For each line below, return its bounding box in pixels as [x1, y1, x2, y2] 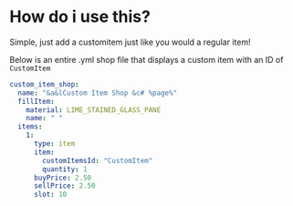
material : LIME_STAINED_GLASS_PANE [26, 105, 162, 115]
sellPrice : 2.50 [33, 181, 96, 191]
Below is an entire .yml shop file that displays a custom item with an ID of [9, 54, 284, 65]
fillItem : [17, 97, 55, 106]
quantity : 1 [42, 164, 89, 174]
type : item [33, 139, 76, 149]
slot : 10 [33, 190, 68, 200]
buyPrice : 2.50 [33, 173, 92, 182]
